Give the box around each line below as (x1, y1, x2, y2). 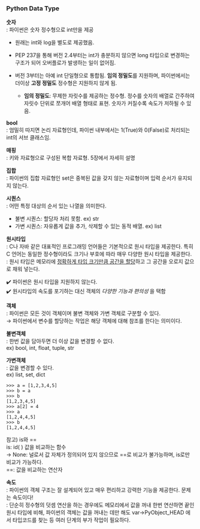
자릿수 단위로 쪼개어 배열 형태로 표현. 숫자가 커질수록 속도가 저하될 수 (23, 100, 186, 107)
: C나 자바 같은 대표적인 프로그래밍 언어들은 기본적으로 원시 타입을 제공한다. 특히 (6, 243, 193, 250)
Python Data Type (6, 4, 60, 13)
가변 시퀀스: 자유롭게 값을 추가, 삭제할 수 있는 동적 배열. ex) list (14, 222, 162, 230)
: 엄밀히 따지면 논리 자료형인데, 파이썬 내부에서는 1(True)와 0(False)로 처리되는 (6, 126, 190, 133)
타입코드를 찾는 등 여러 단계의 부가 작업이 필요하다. (12, 516, 131, 524)
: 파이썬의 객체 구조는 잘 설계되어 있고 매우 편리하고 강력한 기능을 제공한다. (6, 486, 180, 494)
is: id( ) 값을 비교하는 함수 (6, 444, 66, 451)
